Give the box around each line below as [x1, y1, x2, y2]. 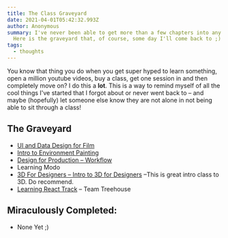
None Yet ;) [16, 223, 49, 231]
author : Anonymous [7, 23, 59, 29]
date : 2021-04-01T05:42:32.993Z [7, 16, 99, 23]
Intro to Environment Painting [16, 148, 99, 157]
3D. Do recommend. [16, 177, 74, 185]
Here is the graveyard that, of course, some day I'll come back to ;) [13, 36, 222, 42]
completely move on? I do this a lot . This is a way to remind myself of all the [7, 81, 220, 90]
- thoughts [13, 49, 44, 55]
